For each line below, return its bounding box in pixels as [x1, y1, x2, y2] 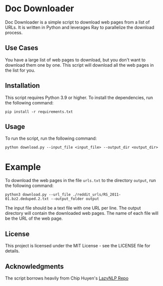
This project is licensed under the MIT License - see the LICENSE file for [5, 243, 150, 249]
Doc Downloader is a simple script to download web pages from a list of [5, 19, 150, 25]
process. [5, 29, 23, 35]
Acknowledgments [5, 262, 64, 270]
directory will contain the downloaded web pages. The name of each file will [5, 210, 159, 216]
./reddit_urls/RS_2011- [72, 192, 121, 197]
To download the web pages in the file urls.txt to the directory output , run [5, 178, 156, 183]
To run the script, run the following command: [5, 135, 97, 141]
